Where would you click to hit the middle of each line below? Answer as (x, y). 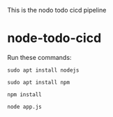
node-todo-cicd (54, 38)
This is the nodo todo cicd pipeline (57, 10)
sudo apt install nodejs (43, 70)
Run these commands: (39, 57)
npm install (24, 94)
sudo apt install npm (39, 82)
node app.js (24, 107)
